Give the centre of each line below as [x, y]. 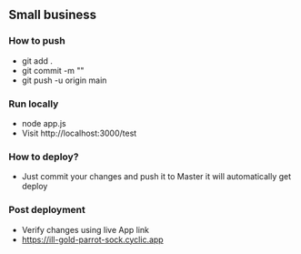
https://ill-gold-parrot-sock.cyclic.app [93, 239]
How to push [37, 41]
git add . [37, 61]
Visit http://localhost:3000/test [79, 133]
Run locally [34, 104]
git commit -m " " [53, 70]
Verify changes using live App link [85, 229]
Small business [53, 15]
